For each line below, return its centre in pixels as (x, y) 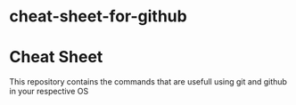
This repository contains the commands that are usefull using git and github (148, 82)
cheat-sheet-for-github (98, 16)
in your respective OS (49, 92)
